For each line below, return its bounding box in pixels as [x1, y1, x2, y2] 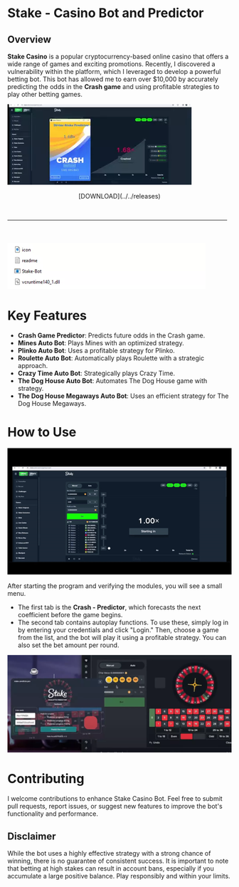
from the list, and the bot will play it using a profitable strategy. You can [17, 633, 226, 641]
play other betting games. [7, 90, 83, 98]
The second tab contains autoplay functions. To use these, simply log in [17, 618, 229, 626]
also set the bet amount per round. [17, 641, 119, 649]
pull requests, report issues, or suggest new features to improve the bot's [7, 802, 223, 811]
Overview [7, 33, 52, 46]
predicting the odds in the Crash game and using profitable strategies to [7, 83, 220, 90]
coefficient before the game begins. [17, 610, 123, 619]
